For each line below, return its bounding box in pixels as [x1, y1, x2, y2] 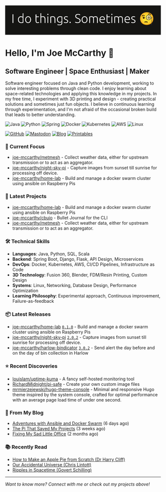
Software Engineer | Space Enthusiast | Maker [5, 67, 150, 76]
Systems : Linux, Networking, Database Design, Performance [12, 283, 137, 288]
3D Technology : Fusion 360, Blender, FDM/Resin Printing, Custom [12, 272, 147, 278]
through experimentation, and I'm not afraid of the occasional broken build [5, 107, 157, 113]
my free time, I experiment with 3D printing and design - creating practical [5, 96, 156, 102]
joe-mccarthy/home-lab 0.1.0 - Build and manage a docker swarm [12, 324, 148, 330]
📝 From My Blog [5, 409, 43, 416]
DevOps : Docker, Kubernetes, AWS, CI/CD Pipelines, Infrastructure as [12, 261, 155, 267]
